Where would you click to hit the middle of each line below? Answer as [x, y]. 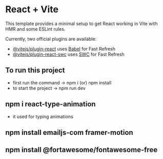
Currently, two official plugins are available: [51, 39]
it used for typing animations [43, 117]
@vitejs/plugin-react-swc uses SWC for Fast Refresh [68, 54]
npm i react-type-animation [50, 104]
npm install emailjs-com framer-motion [69, 132]
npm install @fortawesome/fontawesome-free [81, 150]
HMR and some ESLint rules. [35, 29]
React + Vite [32, 9]
